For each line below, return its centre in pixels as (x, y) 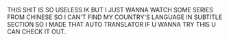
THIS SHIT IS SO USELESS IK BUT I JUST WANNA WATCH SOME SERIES (110, 10)
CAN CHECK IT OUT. (37, 31)
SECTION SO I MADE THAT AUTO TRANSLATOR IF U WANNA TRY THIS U (111, 24)
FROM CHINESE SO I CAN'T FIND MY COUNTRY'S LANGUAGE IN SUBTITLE (115, 17)
